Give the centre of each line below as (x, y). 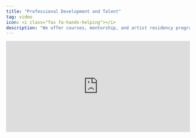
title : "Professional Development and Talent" (64, 11)
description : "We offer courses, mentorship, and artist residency (90, 28)
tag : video (19, 17)
